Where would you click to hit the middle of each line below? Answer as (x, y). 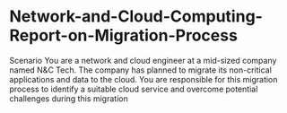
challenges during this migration (69, 98)
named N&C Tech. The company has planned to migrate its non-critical (140, 70)
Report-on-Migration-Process (123, 35)
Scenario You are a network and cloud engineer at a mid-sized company (143, 60)
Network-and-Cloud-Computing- (136, 17)
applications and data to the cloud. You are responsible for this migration (143, 79)
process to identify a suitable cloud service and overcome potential (134, 89)
